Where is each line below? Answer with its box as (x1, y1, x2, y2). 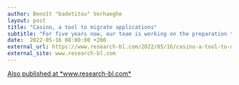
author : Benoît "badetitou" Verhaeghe (7, 10, 122, 18)
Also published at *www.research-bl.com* (7, 69, 132, 78)
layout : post (7, 17, 46, 24)
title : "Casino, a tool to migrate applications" (7, 23, 158, 30)
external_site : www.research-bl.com (7, 50, 116, 57)
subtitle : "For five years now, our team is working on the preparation (7, 30, 228, 38)
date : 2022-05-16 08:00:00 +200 (7, 37, 107, 44)
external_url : (7, 43, 50, 50)
